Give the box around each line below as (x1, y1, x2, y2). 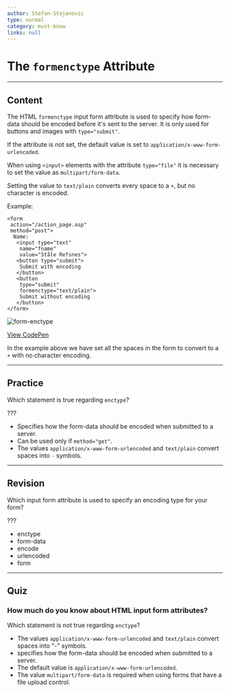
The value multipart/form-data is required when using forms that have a (16, 671, 222, 679)
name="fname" (19, 245, 57, 252)
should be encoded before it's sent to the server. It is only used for (21, 120, 209, 127)
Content (7, 94, 43, 106)
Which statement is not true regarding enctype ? (7, 621, 140, 629)
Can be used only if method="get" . (16, 437, 113, 445)
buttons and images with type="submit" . (7, 127, 120, 135)
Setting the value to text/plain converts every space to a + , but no (7, 182, 196, 189)
